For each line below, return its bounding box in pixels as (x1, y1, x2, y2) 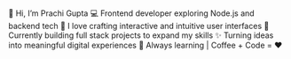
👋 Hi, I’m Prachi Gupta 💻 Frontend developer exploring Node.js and (8, 8, 255, 18)
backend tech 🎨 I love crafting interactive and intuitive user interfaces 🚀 (8, 21, 270, 31)
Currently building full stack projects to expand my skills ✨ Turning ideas (8, 30, 274, 41)
